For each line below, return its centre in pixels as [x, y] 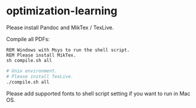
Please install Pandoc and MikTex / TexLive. [60, 27]
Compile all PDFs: [28, 39]
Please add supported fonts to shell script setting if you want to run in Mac [98, 93]
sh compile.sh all [29, 60]
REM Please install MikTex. [41, 55]
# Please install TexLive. [40, 76]
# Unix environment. [32, 71]
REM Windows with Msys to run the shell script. [68, 50]
